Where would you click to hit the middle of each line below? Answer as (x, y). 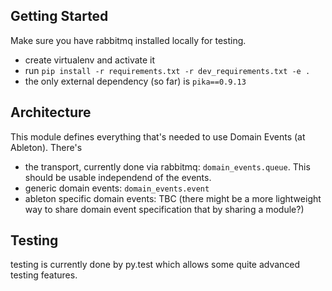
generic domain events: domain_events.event (117, 188)
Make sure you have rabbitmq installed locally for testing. (128, 40)
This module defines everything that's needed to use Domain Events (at (158, 136)
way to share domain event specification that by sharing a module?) (164, 209)
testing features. (44, 275)
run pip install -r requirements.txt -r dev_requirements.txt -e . (167, 70)
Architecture (51, 112)
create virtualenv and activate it (90, 60)
